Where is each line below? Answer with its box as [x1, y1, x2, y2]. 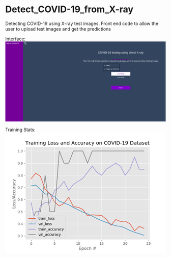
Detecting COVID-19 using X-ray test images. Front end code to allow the [5, 20, 159, 27]
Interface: [5, 36, 26, 42]
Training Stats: [5, 126, 36, 133]
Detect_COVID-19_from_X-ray [5, 4, 134, 15]
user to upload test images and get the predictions [5, 25, 111, 32]
